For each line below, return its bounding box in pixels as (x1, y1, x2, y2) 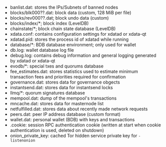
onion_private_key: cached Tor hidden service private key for (10, 133, 138, 138)
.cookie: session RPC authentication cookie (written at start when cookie (10, 122, 161, 128)
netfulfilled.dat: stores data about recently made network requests (10, 106, 148, 112)
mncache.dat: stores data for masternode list (10, 101, 104, 106)
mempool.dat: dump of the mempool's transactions (10, 95, 117, 101)
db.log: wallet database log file (10, 47, 74, 53)
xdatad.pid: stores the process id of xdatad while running (10, 36, 129, 42)
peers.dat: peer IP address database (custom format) (10, 111, 121, 117)
